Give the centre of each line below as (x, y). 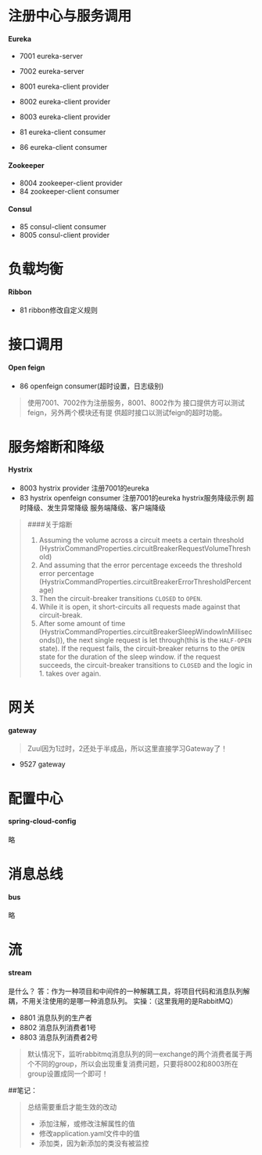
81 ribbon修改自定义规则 (58, 310)
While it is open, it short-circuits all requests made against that (140, 607)
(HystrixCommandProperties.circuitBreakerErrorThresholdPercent (145, 581)
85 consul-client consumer (63, 226)
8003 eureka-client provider (65, 117)
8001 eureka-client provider (64, 86)
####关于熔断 (50, 524)
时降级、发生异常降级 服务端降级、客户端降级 (92, 508)
